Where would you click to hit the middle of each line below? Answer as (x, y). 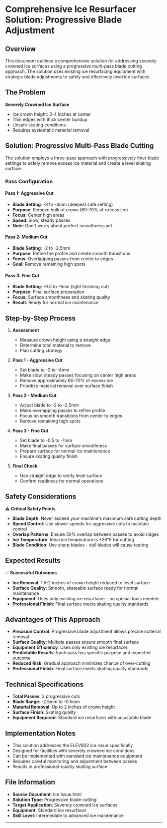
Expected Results (33, 561)
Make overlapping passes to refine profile (62, 410)
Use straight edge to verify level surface (61, 475)
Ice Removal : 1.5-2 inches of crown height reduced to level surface (81, 582)
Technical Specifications (44, 684)
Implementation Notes (41, 733)
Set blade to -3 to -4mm (44, 370)
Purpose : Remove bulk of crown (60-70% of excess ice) (70, 209)
